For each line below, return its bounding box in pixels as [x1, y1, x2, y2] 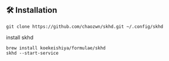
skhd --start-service [6, 50, 59, 56]
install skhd [6, 34, 34, 41]
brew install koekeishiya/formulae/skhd [6, 45, 106, 51]
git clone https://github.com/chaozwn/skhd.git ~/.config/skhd [6, 23, 164, 30]
